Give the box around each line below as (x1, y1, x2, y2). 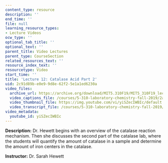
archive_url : (9, 91, 37, 96)
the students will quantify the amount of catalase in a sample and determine (5, 138, 161, 144)
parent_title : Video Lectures (5, 49, 68, 54)
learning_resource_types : (5, 26, 59, 31)
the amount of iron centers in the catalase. (5, 143, 92, 150)
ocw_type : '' (5, 35, 32, 40)
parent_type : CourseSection (5, 53, 64, 59)
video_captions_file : (9, 95, 55, 100)
